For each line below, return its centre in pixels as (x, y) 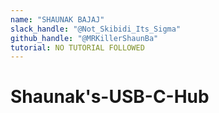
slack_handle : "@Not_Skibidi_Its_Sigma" (96, 29)
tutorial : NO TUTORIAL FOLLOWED (77, 47)
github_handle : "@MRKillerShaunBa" (84, 38)
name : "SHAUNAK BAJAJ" (57, 19)
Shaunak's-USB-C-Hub (110, 97)
